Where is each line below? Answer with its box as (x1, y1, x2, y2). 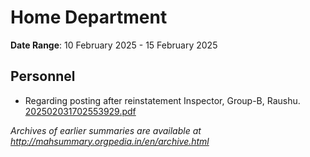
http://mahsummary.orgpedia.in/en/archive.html (10, 135, 210, 147)
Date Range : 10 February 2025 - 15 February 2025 (10, 39, 218, 51)
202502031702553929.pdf (24, 105, 137, 117)
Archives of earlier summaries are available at (10, 124, 202, 136)
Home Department (10, 6, 168, 29)
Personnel (10, 68, 76, 85)
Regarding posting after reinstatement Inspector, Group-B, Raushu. (24, 94, 301, 106)
